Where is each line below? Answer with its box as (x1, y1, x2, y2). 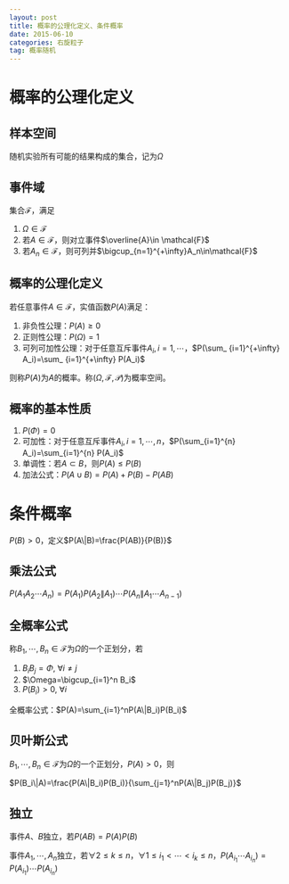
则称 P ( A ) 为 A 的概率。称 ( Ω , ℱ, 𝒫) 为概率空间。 (9, 372, 171, 384)
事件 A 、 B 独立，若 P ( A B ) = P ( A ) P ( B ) (9, 831, 138, 842)
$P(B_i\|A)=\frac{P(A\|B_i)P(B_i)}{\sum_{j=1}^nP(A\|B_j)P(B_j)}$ (9, 778, 242, 789)
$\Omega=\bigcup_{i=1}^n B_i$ (21, 674, 136, 685)
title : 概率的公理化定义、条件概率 (9, 21, 124, 30)
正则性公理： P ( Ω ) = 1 (21, 331, 100, 342)
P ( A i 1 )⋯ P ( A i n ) (9, 863, 59, 877)
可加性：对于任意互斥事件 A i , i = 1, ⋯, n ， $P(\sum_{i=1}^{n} (21, 436, 236, 449)
